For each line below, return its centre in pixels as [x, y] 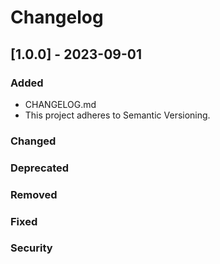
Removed [34, 194]
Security [31, 248]
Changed [33, 141]
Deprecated [40, 168]
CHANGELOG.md [60, 104]
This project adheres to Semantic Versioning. [117, 115]
